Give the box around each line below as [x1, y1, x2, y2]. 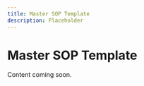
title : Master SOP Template [7, 10, 90, 18]
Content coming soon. [7, 70, 72, 79]
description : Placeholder [7, 17, 83, 24]
